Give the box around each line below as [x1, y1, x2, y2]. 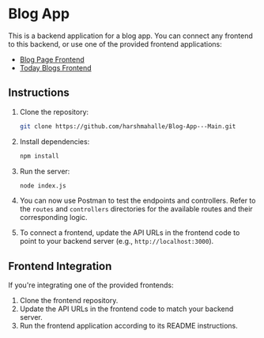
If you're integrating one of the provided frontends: [8, 280, 174, 290]
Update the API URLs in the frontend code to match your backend [19, 304, 234, 313]
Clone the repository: [19, 107, 89, 116]
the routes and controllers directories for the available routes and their [19, 204, 253, 214]
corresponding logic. [19, 213, 89, 222]
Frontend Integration [8, 259, 112, 273]
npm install [19, 152, 59, 160]
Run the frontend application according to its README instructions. [19, 321, 239, 331]
